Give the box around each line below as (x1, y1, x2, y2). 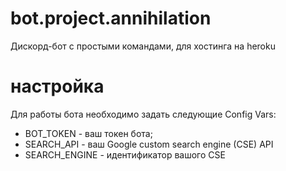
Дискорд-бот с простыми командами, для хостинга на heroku (10, 40, 276, 52)
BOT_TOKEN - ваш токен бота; (24, 127, 153, 139)
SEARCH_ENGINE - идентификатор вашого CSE (24, 148, 226, 161)
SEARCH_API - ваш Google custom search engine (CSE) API (24, 138, 274, 150)
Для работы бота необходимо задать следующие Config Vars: (10, 108, 277, 120)
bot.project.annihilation (10, 7, 212, 30)
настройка (10, 75, 105, 98)
